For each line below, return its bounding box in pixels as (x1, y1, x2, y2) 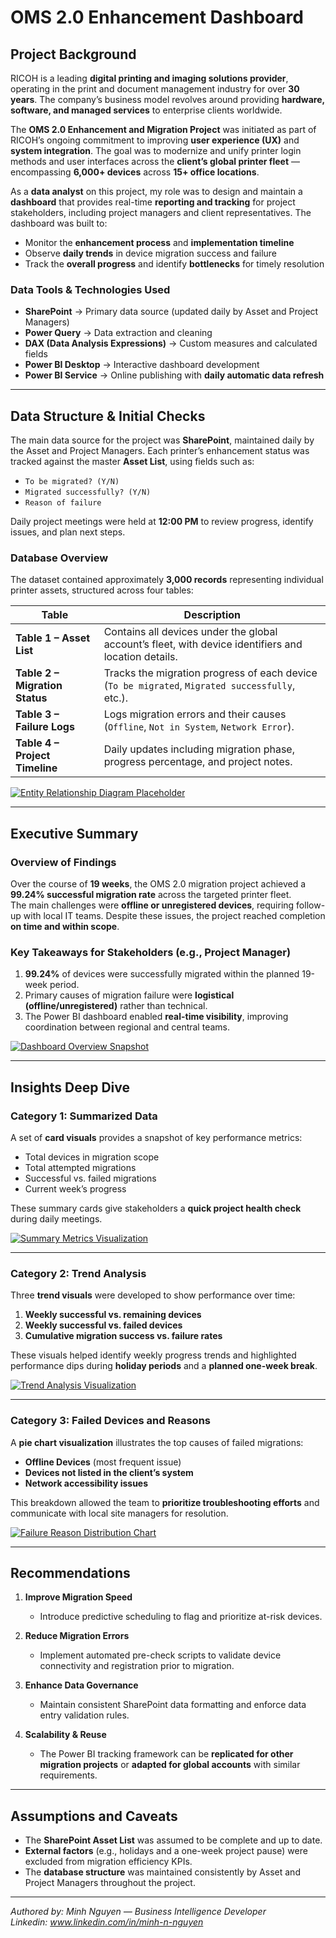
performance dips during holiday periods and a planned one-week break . (10, 1360, 318, 1372)
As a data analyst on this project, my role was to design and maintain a (10, 186, 303, 197)
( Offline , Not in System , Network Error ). (103, 720, 295, 734)
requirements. (39, 1769, 98, 1781)
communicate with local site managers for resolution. (10, 1507, 229, 1519)
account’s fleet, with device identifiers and (103, 637, 303, 651)
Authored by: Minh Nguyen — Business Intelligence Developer (10, 1906, 267, 1918)
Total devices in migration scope (24, 1151, 160, 1163)
